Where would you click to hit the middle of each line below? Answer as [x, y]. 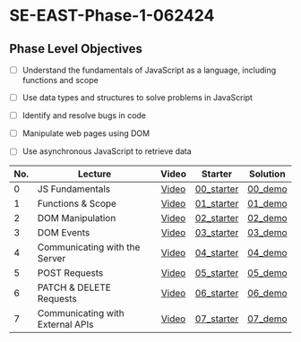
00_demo [267, 189]
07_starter [217, 319]
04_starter [217, 253]
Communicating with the [89, 247]
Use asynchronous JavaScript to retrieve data [107, 151]
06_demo [267, 294]
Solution [267, 174]
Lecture [95, 174]
